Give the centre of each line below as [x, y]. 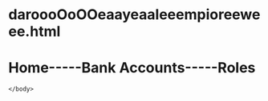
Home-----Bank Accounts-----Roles [132, 68]
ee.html [35, 31]
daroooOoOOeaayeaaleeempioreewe [134, 15]
